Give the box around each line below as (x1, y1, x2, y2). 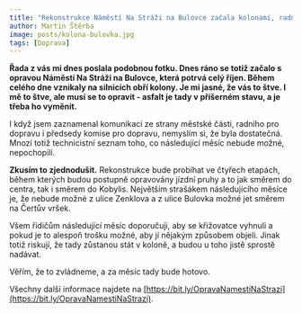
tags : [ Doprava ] (9, 38, 70, 48)
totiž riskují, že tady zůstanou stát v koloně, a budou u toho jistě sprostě (9, 239, 276, 250)
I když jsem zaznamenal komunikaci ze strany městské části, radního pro (9, 119, 280, 130)
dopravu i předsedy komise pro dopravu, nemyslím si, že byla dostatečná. (9, 128, 283, 139)
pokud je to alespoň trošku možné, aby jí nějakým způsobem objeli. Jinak (9, 230, 280, 241)
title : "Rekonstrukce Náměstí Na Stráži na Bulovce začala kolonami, (9, 13, 276, 22)
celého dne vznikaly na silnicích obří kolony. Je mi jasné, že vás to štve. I (9, 82, 286, 93)
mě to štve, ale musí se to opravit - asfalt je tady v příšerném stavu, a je (9, 92, 281, 103)
